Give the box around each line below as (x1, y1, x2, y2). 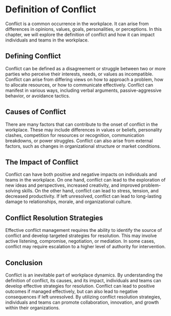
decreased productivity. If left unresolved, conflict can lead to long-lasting (5, 193, 162, 200)
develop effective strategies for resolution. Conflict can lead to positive (5, 283, 155, 289)
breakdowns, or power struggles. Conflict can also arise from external (5, 137, 153, 144)
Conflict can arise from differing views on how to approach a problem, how (5, 76, 164, 83)
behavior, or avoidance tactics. (5, 92, 71, 98)
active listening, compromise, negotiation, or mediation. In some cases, (5, 238, 156, 244)
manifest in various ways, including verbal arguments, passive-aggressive (5, 87, 162, 93)
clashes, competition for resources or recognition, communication (5, 132, 145, 138)
